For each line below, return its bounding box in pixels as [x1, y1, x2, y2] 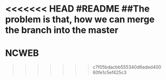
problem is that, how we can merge [5, 14, 155, 25]
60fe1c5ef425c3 [93, 69, 127, 75]
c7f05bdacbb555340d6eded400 [93, 64, 161, 70]
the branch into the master [5, 25, 119, 36]
